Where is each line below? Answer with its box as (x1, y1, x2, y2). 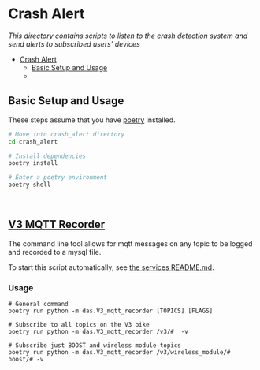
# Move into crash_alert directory (8, 130, 125, 138)
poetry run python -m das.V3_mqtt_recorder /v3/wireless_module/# (8, 349, 231, 357)
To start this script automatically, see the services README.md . (8, 262, 214, 272)
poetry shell (8, 181, 51, 189)
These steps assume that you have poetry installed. (8, 115, 176, 125)
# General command (8, 301, 69, 308)
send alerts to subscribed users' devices (8, 39, 140, 48)
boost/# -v (8, 356, 44, 364)
